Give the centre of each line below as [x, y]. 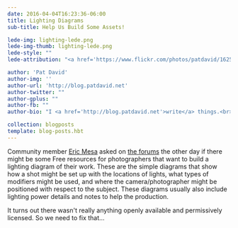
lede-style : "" [30, 53]
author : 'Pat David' [38, 72]
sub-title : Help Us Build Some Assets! [66, 27]
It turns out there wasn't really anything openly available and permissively [115, 210]
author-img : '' [30, 79]
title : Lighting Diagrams [45, 21]
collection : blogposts [41, 125]
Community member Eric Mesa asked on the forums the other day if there [115, 151]
